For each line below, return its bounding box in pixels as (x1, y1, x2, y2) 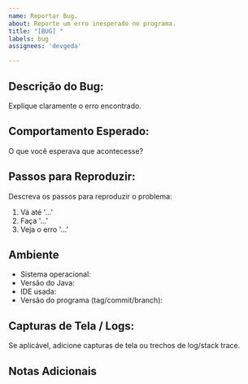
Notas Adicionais (8, 364, 98, 378)
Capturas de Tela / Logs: (8, 319, 135, 333)
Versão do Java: (20, 278, 76, 288)
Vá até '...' (20, 207, 54, 216)
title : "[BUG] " (8, 27, 63, 35)
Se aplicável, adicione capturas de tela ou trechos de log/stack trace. (8, 341, 241, 351)
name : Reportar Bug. (8, 11, 79, 20)
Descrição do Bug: (8, 79, 104, 94)
